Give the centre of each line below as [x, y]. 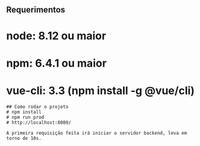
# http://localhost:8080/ [39, 123]
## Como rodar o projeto [37, 107]
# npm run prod [25, 117]
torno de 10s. [24, 138]
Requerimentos [36, 10]
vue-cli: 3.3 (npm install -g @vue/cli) [100, 90]
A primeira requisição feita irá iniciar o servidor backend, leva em [97, 133]
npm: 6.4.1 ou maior [57, 63]
